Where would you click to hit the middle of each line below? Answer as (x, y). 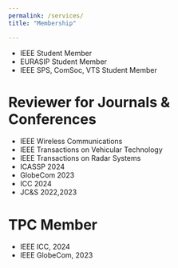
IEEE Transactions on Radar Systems (80, 158)
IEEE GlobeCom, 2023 (56, 255)
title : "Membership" (43, 23)
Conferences (53, 119)
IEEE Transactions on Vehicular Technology (91, 150)
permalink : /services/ (46, 16)
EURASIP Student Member (63, 62)
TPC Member (53, 224)
